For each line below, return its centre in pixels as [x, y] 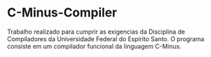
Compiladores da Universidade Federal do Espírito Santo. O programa [106, 38]
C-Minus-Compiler [62, 13]
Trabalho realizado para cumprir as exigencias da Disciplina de [96, 32]
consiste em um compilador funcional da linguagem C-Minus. [95, 46]
